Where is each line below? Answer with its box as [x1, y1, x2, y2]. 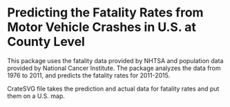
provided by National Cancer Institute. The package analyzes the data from [7, 64, 221, 72]
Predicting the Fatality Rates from [7, 5, 204, 21]
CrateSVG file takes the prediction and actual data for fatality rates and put [7, 84, 220, 93]
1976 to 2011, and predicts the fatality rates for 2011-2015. [7, 71, 171, 80]
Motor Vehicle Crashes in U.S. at [7, 19, 197, 35]
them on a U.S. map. [7, 91, 66, 100]
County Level [7, 34, 85, 49]
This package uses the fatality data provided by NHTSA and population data [7, 56, 224, 64]
